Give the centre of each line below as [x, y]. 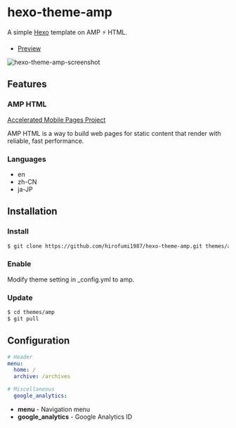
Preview [29, 48]
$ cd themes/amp [31, 313]
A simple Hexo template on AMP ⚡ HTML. [67, 32]
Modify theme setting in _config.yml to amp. [71, 279]
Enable [19, 264]
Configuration [39, 341]
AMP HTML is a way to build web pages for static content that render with [114, 133]
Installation [32, 212]
